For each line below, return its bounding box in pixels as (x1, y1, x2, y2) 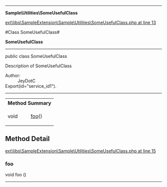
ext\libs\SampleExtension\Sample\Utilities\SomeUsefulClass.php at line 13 (5, 19, 157, 25)
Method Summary (7, 100, 51, 106)
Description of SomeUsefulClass (5, 63, 72, 69)
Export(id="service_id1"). (5, 83, 57, 89)
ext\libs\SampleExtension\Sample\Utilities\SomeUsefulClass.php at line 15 (5, 148, 156, 154)
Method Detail (5, 135, 50, 143)
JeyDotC (17, 78, 36, 84)
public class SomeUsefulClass (5, 53, 67, 59)
